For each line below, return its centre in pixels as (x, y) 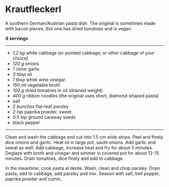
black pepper (26, 122)
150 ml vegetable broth (36, 85)
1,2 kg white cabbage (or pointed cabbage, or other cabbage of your (83, 53)
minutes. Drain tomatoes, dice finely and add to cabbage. (65, 158)
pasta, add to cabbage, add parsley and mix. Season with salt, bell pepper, (82, 173)
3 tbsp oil (22, 74)
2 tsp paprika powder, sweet (42, 111)
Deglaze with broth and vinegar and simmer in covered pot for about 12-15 (82, 153)
